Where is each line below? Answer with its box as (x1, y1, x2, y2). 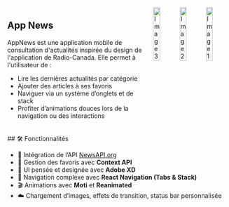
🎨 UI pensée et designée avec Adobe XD (17, 165, 136, 174)
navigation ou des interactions (17, 112, 105, 120)
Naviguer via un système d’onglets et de (17, 89, 134, 98)
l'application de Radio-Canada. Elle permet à (7, 53, 137, 62)
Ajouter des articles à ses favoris (17, 81, 113, 90)
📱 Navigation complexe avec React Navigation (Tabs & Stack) (17, 173, 197, 181)
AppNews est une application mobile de (7, 38, 123, 46)
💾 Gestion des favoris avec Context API (17, 158, 132, 166)
